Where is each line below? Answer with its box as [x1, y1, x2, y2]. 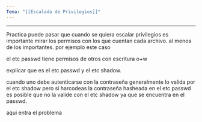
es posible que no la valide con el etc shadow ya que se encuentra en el [6, 91, 185, 98]
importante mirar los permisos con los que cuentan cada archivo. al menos [6, 37, 192, 44]
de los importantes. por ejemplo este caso [6, 43, 111, 51]
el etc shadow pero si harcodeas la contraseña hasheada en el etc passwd [6, 84, 191, 91]
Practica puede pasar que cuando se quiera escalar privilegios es [6, 30, 169, 38]
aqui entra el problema [6, 109, 62, 116]
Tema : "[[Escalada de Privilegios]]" [6, 8, 101, 15]
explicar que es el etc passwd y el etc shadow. [6, 66, 122, 74]
